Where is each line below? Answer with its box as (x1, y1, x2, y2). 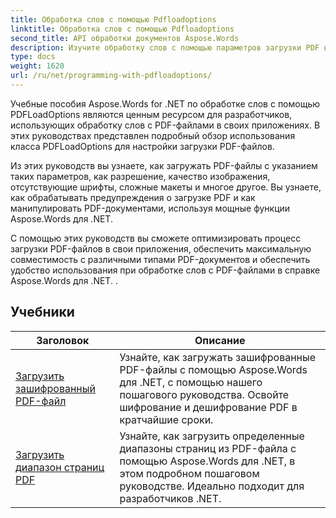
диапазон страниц (15, 460, 105, 474)
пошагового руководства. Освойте (119, 387, 290, 401)
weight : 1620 (10, 61, 65, 71)
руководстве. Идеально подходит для (119, 479, 305, 493)
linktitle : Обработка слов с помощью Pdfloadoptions (10, 24, 235, 34)
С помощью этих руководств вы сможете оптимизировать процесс (10, 232, 302, 244)
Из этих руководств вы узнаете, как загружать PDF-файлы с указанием (10, 159, 318, 171)
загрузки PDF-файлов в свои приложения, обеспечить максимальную (10, 242, 312, 255)
